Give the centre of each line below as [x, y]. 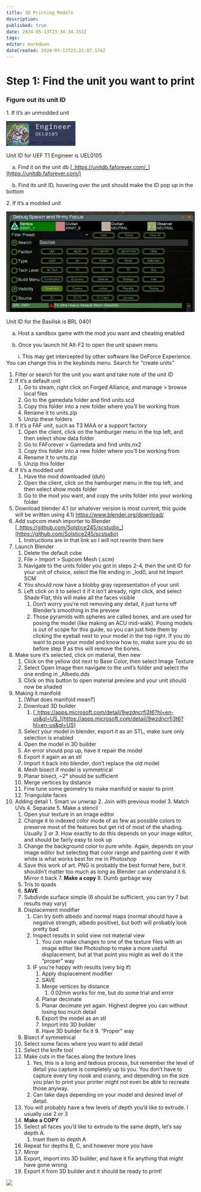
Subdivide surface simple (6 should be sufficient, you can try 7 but [106, 897]
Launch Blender [34, 547]
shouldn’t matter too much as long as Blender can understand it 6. [105, 871]
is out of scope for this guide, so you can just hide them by [105, 629]
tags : [13, 38]
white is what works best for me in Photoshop [80, 858]
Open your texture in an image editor [69, 814]
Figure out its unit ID [36, 100]
